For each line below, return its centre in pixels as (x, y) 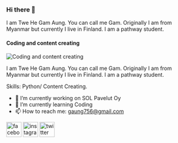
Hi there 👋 (21, 10)
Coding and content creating (43, 43)
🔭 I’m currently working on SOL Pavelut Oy (68, 98)
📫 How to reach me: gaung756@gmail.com (69, 111)
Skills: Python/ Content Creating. (47, 86)
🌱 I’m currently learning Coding (54, 104)
